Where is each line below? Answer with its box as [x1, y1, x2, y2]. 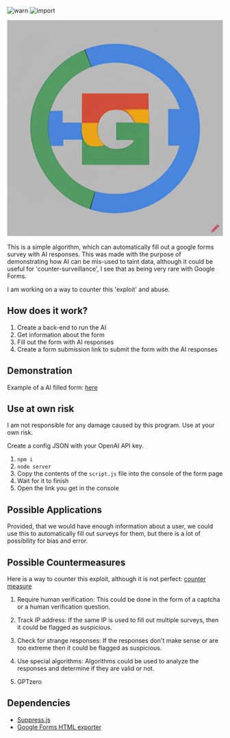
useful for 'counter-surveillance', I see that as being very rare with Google [7, 265, 215, 273]
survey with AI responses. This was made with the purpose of [7, 250, 181, 258]
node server [16, 463, 51, 471]
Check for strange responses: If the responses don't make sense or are [16, 637, 219, 645]
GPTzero [16, 678, 42, 686]
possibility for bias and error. [7, 537, 88, 545]
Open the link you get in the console [16, 484, 120, 493]
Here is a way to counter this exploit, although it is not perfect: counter [7, 575, 207, 583]
